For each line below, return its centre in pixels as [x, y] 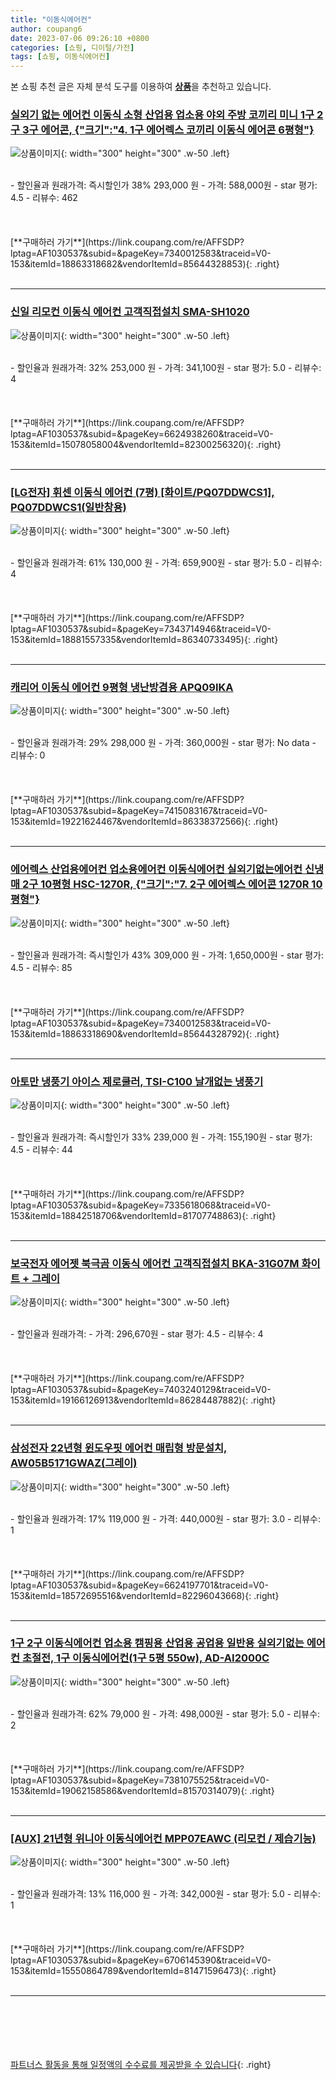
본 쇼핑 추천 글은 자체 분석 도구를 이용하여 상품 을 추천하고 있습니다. [141, 87]
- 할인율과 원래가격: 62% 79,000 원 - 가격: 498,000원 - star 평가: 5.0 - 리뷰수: [165, 1713]
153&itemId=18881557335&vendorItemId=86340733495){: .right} [144, 640]
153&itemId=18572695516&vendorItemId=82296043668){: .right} [145, 1595]
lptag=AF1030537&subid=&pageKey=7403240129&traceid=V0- [141, 1390]
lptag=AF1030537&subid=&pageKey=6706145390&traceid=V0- [141, 1960]
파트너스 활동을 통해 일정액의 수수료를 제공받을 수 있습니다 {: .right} [141, 2065]
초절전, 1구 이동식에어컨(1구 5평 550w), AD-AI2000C [145, 1658]
